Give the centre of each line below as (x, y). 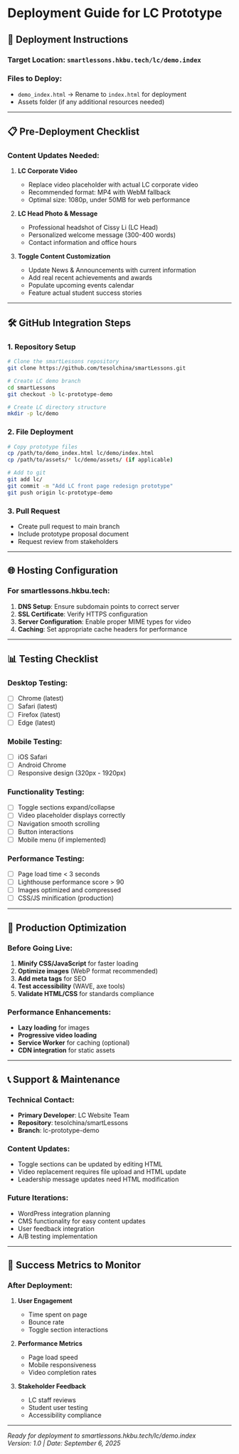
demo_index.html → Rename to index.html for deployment (102, 94)
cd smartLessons (31, 387)
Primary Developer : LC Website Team (74, 1115)
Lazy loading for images (54, 1027)
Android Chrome (42, 765)
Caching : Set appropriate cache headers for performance (102, 629)
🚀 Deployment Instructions (68, 40)
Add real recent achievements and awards (90, 278)
